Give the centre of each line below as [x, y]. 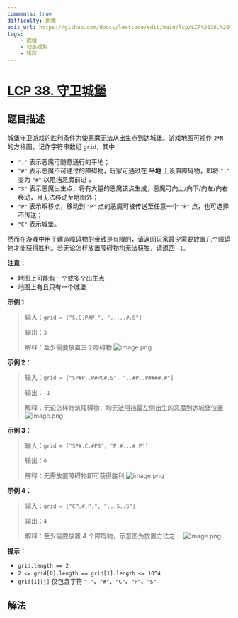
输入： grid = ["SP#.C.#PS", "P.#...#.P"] [86, 445]
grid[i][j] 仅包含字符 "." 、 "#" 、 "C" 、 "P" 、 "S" [87, 581]
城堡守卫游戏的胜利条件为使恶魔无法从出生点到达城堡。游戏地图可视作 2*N [115, 137]
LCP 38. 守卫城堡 [57, 91]
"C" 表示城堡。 [39, 224]
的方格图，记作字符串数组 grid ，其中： [64, 146]
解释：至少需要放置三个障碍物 [68, 347]
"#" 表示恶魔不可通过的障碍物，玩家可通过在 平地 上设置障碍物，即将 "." [124, 170]
